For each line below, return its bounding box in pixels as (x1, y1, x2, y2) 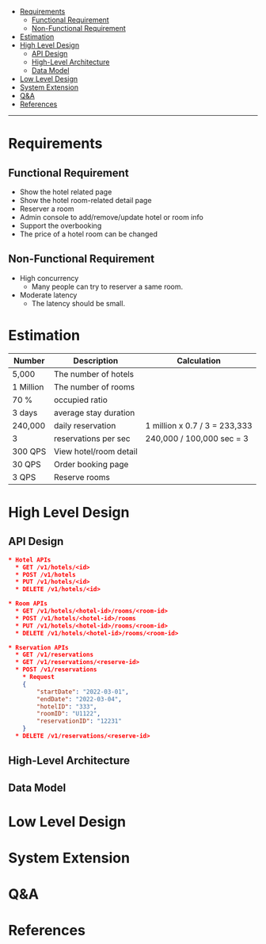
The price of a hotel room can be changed (19, 229, 158, 239)
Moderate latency (19, 290, 78, 300)
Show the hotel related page (19, 187, 112, 197)
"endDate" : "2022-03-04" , (36, 695, 123, 703)
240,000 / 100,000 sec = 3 (145, 432, 249, 443)
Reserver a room (19, 204, 74, 213)
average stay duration (54, 407, 135, 418)
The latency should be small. (31, 298, 125, 308)
